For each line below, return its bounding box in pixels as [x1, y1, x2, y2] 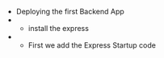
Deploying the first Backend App [15, 7, 125, 16]
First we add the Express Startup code [27, 41, 156, 50]
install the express [27, 24, 89, 33]
